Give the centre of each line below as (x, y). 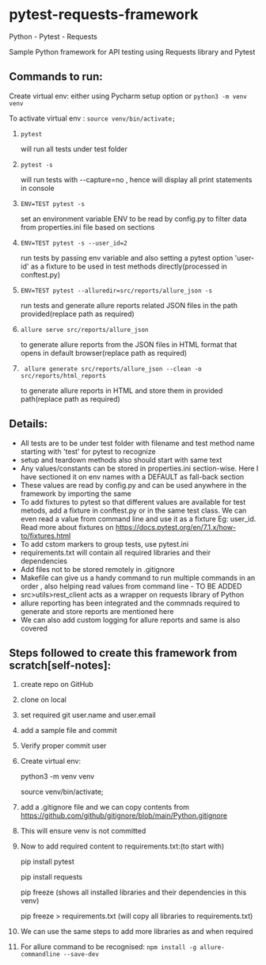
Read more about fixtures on (67, 527)
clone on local (43, 700)
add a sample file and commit (68, 730)
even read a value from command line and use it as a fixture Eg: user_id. (138, 519)
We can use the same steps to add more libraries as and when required (137, 932)
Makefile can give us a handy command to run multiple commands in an (138, 578)
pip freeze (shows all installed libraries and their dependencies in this (133, 892)
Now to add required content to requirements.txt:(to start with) (122, 846)
